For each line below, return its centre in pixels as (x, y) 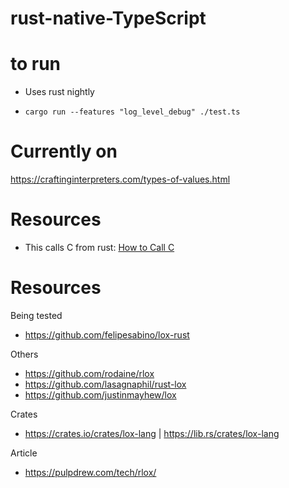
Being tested (36, 315)
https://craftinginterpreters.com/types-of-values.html (120, 179)
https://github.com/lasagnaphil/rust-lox (105, 384)
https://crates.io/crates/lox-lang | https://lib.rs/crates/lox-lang (152, 433)
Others (24, 354)
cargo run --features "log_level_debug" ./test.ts (132, 112)
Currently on (64, 151)
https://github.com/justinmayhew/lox (100, 394)
